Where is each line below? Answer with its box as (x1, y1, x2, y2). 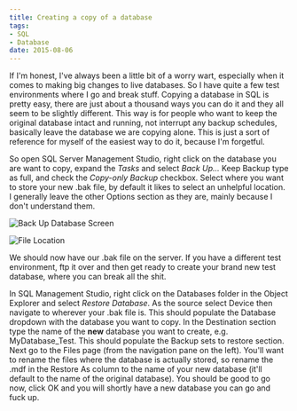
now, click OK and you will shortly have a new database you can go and (9, 383, 271, 393)
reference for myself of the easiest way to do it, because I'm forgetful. (9, 137, 265, 147)
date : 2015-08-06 (9, 46, 74, 55)
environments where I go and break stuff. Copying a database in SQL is (9, 90, 270, 100)
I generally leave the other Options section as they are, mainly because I (9, 192, 273, 202)
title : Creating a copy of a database (9, 12, 152, 22)
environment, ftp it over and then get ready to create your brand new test (9, 262, 277, 273)
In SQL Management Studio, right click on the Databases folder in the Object (9, 288, 288, 299)
